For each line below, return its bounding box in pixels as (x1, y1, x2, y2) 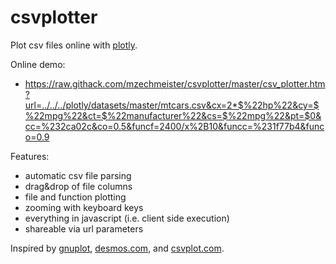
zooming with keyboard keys (24, 201, 144, 213)
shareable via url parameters (24, 222, 144, 235)
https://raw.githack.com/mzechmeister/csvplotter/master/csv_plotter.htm (24, 77, 326, 90)
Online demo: (10, 58, 66, 70)
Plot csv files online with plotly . (10, 39, 138, 51)
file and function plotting (24, 191, 127, 203)
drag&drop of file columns (24, 180, 133, 192)
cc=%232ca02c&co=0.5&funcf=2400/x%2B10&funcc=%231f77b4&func (24, 120, 325, 132)
